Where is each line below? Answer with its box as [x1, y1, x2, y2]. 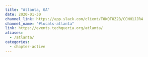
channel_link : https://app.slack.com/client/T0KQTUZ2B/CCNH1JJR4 [5, 16, 143, 21]
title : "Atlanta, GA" [5, 7, 50, 12]
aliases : [5, 30, 23, 35]
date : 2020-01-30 [5, 12, 41, 17]
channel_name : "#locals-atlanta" [5, 21, 74, 26]
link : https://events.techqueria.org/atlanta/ [5, 26, 103, 31]
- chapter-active [9, 44, 46, 49]
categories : [5, 40, 30, 45]
